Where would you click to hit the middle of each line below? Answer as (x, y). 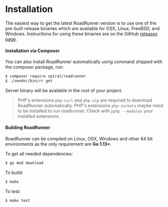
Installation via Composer (33, 51)
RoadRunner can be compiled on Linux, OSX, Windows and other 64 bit (79, 139)
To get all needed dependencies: (39, 154)
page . (11, 39)
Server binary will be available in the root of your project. (64, 90)
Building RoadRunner (28, 128)
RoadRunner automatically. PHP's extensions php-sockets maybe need (90, 105)
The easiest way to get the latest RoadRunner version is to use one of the (81, 23)
